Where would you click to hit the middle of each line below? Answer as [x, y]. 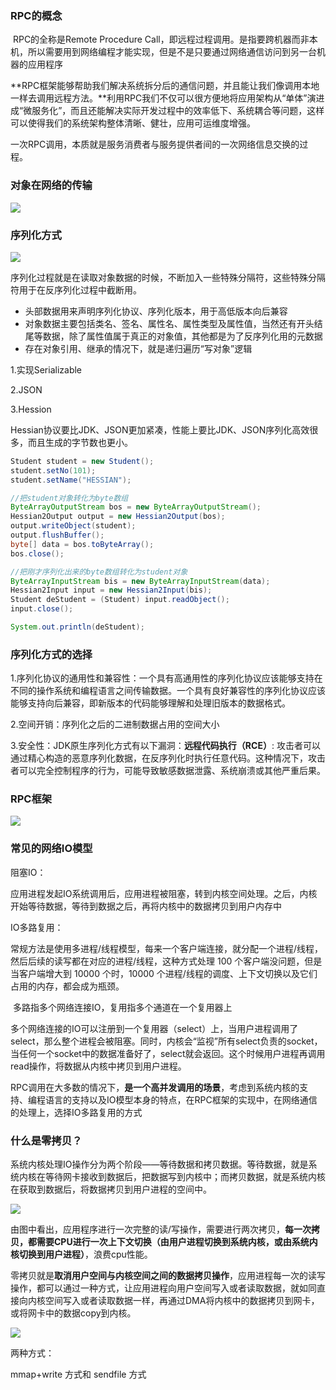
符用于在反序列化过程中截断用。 [76, 289]
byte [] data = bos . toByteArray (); [82, 544]
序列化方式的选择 [51, 654]
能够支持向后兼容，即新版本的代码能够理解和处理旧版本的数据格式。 [150, 703]
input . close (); [42, 609]
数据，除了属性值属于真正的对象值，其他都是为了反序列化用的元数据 [182, 336]
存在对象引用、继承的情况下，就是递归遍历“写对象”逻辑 [138, 348]
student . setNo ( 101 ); [53, 470]
